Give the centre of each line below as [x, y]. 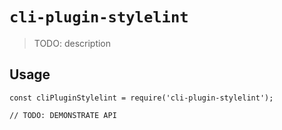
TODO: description [72, 43]
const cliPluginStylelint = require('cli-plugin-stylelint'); [141, 98]
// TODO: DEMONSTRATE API [63, 115]
